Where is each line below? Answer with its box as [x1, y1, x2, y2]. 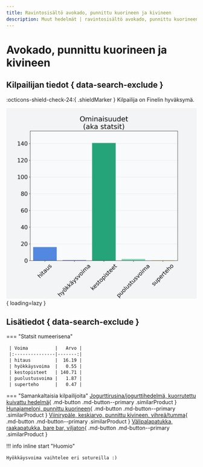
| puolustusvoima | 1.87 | [8, 376, 83, 382]
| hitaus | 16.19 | [8, 358, 83, 364]
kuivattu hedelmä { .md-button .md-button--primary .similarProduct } [6, 399, 177, 406]
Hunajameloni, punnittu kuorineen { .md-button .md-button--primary [6, 405, 176, 413]
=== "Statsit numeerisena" [6, 333, 73, 340]
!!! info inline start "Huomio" [6, 442, 76, 450]
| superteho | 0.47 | [8, 382, 83, 388]
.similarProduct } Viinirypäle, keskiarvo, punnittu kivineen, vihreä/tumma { [6, 411, 188, 419]
